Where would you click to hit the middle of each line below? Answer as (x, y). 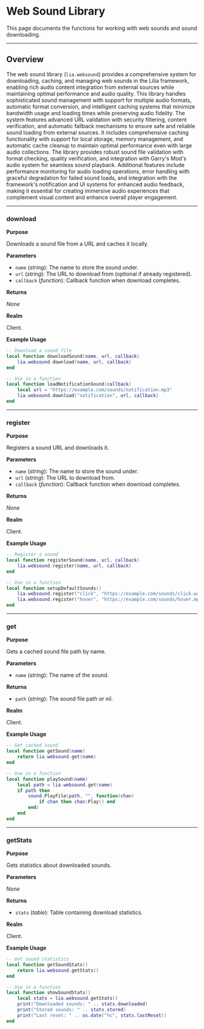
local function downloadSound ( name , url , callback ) (73, 356)
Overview (25, 59)
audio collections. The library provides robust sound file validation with (95, 152)
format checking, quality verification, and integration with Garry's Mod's (97, 158)
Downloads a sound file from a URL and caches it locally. (77, 244)
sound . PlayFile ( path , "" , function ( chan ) (81, 796)
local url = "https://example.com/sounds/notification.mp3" (95, 390)
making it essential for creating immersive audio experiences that (88, 191)
